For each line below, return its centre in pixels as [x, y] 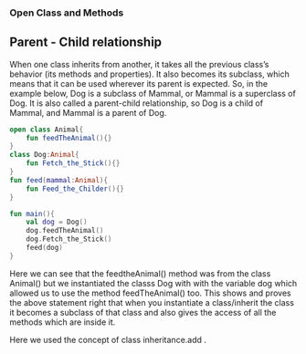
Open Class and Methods [67, 13]
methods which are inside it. [63, 322]
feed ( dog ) [45, 248]
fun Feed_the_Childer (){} [75, 189]
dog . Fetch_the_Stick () [69, 239]
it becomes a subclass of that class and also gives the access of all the [143, 312]
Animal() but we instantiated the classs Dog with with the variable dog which [153, 283]
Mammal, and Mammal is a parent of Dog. [88, 112]
